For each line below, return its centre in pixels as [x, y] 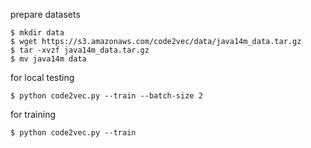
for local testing [42, 77]
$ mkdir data [37, 33]
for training [33, 114]
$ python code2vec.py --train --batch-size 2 [106, 96]
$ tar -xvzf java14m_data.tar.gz [80, 50]
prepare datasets [45, 14]
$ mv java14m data [48, 59]
